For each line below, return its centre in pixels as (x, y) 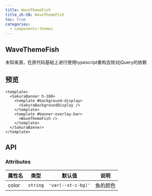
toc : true (16, 19)
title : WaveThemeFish (28, 10)
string (36, 185)
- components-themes (31, 29)
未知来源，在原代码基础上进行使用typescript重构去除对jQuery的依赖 (76, 62)
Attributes (18, 162)
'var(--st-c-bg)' (70, 185)
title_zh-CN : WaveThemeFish (35, 15)
